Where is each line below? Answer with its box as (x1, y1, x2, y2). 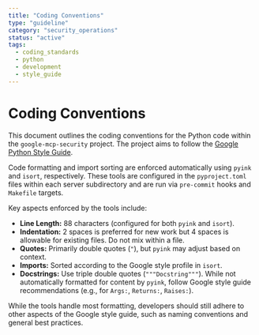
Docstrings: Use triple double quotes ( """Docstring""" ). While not (19, 269, 236, 278)
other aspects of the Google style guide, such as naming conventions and (8, 309, 249, 318)
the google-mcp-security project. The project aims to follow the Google (8, 139, 238, 149)
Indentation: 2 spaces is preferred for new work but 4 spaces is (19, 227, 229, 236)
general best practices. (8, 318, 84, 327)
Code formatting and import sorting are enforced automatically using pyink (8, 163, 252, 172)
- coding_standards (15, 48, 80, 56)
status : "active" (8, 33, 66, 42)
